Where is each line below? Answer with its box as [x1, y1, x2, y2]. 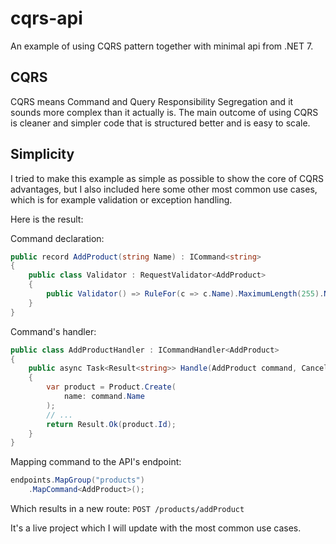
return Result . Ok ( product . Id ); [46, 419, 177, 429]
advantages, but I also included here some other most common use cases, [10, 183, 318, 195]
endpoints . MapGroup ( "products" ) [10, 475, 145, 486]
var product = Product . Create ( [46, 382, 177, 392]
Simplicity [10, 146, 75, 163]
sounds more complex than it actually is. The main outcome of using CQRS [10, 106, 319, 118]
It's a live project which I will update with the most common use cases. [10, 522, 302, 534]
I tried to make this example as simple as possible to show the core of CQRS [10, 172, 324, 184]
